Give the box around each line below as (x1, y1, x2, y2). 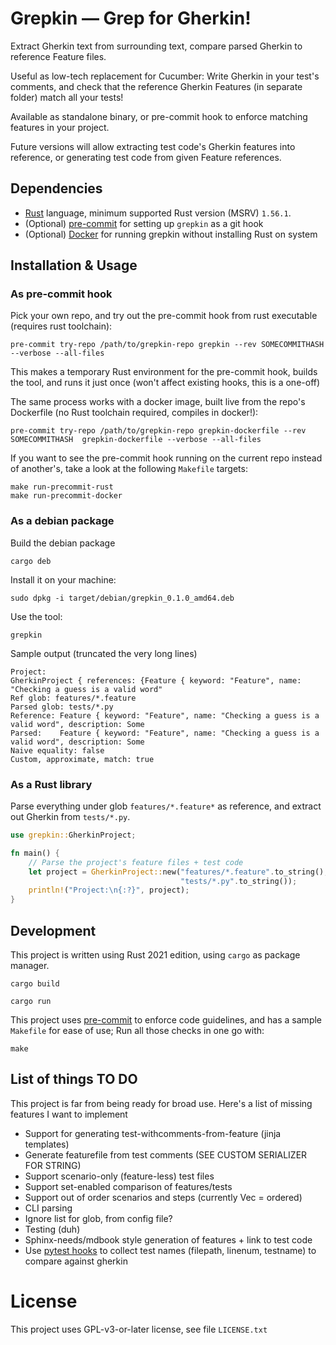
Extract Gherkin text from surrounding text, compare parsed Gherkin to (10, 40, 303, 52)
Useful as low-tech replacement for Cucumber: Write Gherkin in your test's (10, 70, 320, 82)
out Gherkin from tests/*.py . (10, 811, 131, 823)
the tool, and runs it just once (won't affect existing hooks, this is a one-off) (10, 377, 321, 389)
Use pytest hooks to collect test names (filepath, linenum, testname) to (24, 1244, 317, 1256)
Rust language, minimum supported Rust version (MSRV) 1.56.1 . (24, 207, 292, 219)
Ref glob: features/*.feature (10, 693, 137, 703)
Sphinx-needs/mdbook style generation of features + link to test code (24, 1233, 313, 1246)
